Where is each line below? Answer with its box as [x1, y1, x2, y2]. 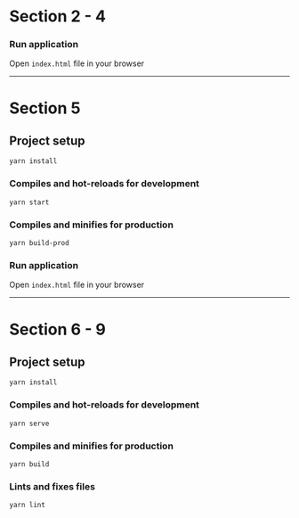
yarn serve [9, 419, 50, 428]
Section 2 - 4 [9, 6, 107, 27]
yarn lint [9, 501, 46, 510]
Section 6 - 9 [9, 319, 107, 340]
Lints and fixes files [9, 480, 96, 492]
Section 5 [9, 98, 81, 118]
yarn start [9, 198, 50, 207]
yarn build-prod [9, 239, 69, 248]
